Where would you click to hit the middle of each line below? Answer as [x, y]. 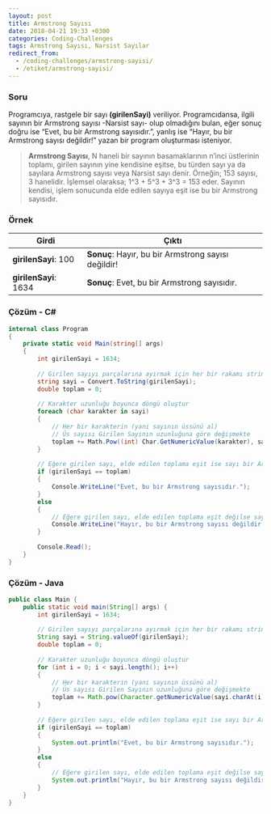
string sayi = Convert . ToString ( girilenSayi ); [117, 381]
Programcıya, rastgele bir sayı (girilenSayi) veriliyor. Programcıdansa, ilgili [131, 115]
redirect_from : [34, 53]
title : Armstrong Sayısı [50, 23]
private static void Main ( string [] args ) [93, 344]
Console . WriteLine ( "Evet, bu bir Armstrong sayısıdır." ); [151, 487]
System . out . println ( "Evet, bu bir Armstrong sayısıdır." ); [152, 742]
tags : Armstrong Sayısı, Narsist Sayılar [79, 46]
